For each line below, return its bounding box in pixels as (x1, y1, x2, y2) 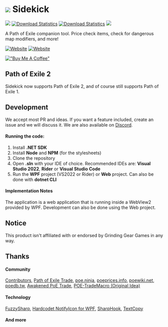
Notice (5, 219, 27, 228)
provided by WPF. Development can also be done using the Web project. (5, 204, 156, 210)
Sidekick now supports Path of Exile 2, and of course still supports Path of (5, 83, 159, 89)
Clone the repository (12, 155, 55, 161)
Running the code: (5, 133, 45, 139)
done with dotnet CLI (12, 176, 57, 182)
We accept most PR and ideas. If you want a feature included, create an (5, 117, 154, 123)
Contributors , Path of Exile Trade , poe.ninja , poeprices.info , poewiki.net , (5, 277, 154, 283)
